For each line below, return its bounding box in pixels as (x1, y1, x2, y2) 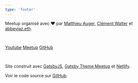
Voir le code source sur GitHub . (5, 72, 68, 78)
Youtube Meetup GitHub (5, 44, 53, 50)
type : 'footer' (5, 7, 36, 12)
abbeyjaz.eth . (5, 25, 32, 32)
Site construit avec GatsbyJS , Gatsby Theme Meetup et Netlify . (5, 63, 131, 69)
